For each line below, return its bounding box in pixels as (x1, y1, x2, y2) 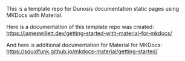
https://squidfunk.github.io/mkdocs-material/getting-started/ (6, 48, 158, 55)
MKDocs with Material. (6, 11, 63, 19)
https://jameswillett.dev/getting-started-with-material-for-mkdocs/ (6, 30, 172, 37)
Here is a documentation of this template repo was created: (6, 24, 154, 30)
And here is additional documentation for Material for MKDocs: (6, 42, 162, 48)
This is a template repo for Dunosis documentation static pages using (6, 5, 180, 12)
